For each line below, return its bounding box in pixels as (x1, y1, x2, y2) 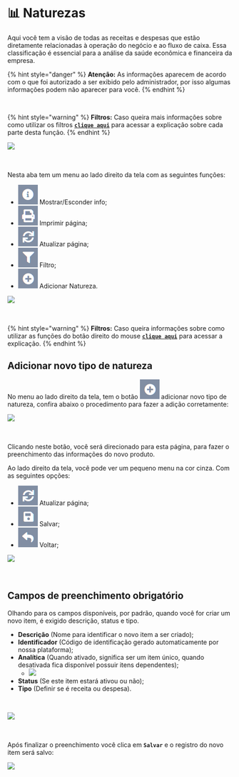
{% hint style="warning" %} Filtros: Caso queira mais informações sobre (7, 113, 223, 121)
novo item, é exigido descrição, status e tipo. (7, 616, 139, 625)
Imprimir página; (39, 219, 88, 227)
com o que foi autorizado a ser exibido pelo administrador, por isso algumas (7, 77, 230, 86)
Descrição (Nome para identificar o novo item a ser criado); (17, 630, 194, 638)
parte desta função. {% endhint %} (7, 128, 111, 136)
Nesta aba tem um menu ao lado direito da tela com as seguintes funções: (7, 170, 226, 179)
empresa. (7, 56, 36, 64)
